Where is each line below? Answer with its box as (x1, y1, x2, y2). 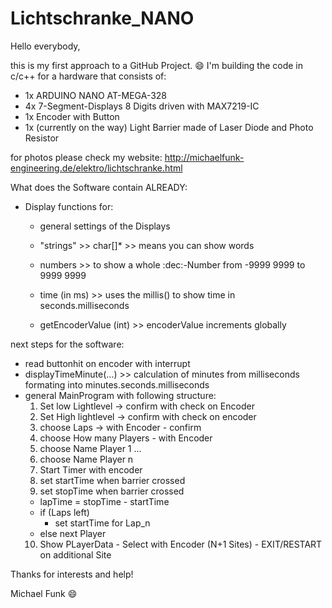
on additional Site (39, 548, 112, 561)
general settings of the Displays (39, 220, 171, 232)
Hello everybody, (10, 40, 81, 52)
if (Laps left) (39, 506, 90, 518)
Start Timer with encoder (39, 463, 143, 476)
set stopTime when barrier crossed (39, 485, 185, 497)
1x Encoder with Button (24, 110, 120, 122)
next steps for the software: (10, 338, 125, 350)
